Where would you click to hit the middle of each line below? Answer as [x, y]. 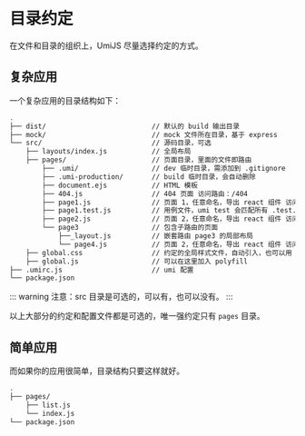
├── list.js [48, 405]
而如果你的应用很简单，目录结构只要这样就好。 [97, 371]
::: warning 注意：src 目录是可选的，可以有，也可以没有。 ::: [121, 297]
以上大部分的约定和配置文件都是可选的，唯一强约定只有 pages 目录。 [137, 316]
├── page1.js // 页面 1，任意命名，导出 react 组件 [162, 202]
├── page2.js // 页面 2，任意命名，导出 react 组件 [162, 219]
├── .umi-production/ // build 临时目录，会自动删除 [149, 177]
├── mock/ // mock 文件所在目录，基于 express [144, 134]
